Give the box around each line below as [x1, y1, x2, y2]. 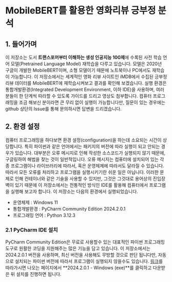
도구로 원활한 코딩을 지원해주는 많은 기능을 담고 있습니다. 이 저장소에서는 [5, 245, 150, 252]
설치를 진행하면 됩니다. [16, 271, 62, 277]
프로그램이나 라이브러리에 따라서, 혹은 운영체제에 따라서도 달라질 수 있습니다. [10, 163, 164, 169]
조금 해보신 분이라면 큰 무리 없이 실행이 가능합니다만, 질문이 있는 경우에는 [18, 99, 166, 105]
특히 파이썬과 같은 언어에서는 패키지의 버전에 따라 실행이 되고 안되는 [24, 143, 160, 149]
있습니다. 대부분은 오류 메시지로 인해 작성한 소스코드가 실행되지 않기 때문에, [14, 150, 166, 156]
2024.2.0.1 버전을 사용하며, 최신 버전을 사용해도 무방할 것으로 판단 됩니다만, [5, 252, 157, 258]
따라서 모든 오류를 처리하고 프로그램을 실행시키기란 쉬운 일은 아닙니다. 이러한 [5, 169, 159, 175]
